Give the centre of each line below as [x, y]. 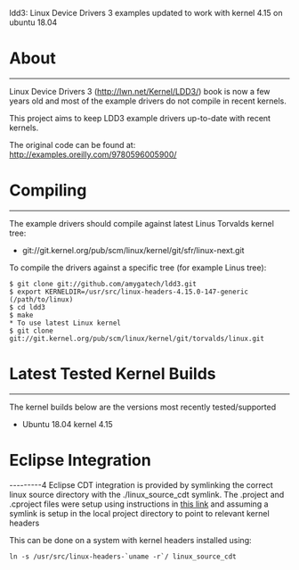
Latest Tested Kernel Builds [113, 374]
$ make [21, 315]
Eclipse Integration [80, 460]
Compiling [48, 190]
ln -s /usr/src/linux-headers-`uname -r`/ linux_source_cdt [123, 557]
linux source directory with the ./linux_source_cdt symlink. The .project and [147, 494]
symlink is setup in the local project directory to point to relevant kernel [139, 513]
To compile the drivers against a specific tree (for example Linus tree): [138, 268]
